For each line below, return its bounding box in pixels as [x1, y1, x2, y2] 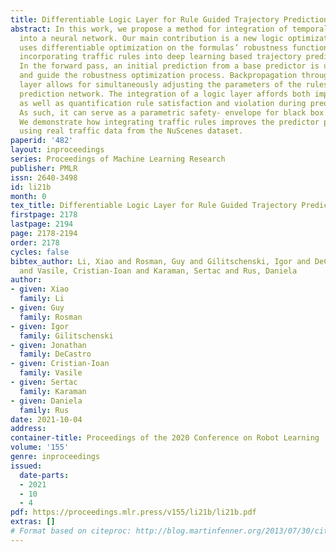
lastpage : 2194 [10, 219, 74, 230]
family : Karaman [19, 386, 87, 396]
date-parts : [19, 470, 70, 480]
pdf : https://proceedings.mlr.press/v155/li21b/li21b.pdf [10, 507, 257, 518]
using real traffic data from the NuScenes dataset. [19, 126, 244, 136]
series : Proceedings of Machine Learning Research [10, 154, 226, 164]
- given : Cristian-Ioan [10, 359, 110, 369]
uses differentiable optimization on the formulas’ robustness [19, 42, 288, 53]
